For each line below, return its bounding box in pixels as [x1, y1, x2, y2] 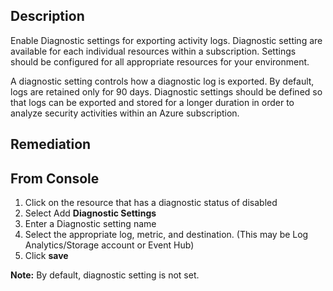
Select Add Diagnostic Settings [24, 207, 157, 219]
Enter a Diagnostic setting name [24, 218, 157, 230]
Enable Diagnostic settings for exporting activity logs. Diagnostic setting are [10, 34, 323, 46]
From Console [10, 170, 100, 187]
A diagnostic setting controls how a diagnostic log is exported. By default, [10, 75, 315, 87]
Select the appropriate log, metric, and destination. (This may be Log [24, 229, 309, 241]
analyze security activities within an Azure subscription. [10, 107, 240, 119]
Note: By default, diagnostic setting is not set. [10, 269, 200, 281]
